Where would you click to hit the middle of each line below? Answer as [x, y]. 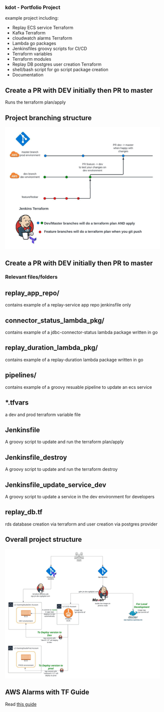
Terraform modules [32, 59]
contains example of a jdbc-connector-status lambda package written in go [82, 333]
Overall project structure [43, 540]
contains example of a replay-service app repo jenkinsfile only [68, 305]
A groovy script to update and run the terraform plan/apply [65, 442]
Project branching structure [48, 118]
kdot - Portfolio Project [33, 7]
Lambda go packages [34, 43]
